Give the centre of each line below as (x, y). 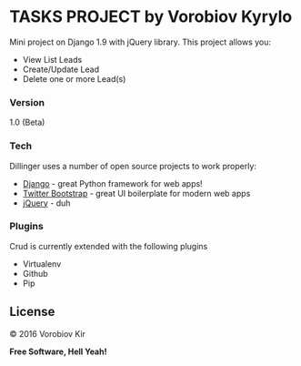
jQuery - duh (46, 203)
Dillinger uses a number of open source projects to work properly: (133, 166)
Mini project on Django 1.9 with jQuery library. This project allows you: (140, 42)
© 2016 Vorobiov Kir (48, 333)
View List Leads (52, 59)
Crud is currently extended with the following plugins (109, 246)
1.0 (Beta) (27, 122)
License (32, 312)
